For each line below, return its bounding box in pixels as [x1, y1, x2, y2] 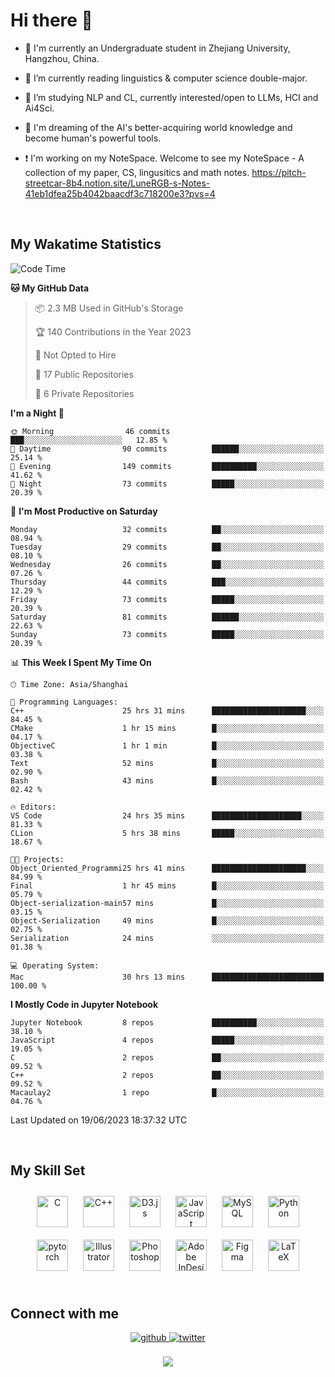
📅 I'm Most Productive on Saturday [10, 505, 158, 517]
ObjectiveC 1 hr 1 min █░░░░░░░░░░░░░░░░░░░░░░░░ [10, 740, 325, 751]
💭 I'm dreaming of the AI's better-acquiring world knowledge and [24, 121, 293, 133]
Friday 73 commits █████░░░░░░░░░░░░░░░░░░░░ [10, 594, 325, 604]
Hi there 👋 [10, 9, 93, 32]
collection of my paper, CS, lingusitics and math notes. [24, 166, 250, 178]
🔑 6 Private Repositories [34, 387, 135, 399]
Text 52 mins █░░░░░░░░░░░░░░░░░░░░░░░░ [10, 758, 325, 768]
